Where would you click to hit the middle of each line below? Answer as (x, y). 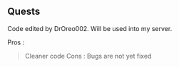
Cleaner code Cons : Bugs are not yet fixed (88, 56)
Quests (24, 12)
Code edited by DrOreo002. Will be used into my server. (90, 28)
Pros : (16, 42)
